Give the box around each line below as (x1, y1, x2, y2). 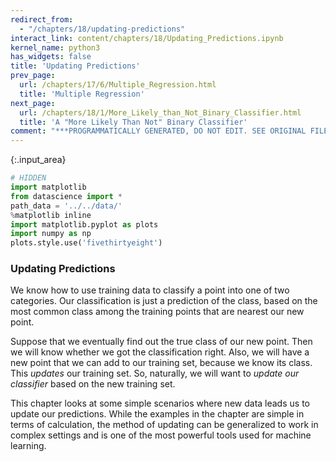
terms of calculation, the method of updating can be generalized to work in (10, 419, 319, 431)
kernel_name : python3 (10, 42, 101, 53)
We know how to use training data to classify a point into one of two (10, 284, 290, 296)
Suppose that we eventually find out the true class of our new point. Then (10, 336, 313, 348)
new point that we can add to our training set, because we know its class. (10, 357, 313, 369)
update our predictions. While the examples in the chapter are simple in (10, 408, 305, 420)
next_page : (10, 98, 56, 108)
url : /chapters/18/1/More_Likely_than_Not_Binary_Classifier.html (19, 107, 302, 118)
